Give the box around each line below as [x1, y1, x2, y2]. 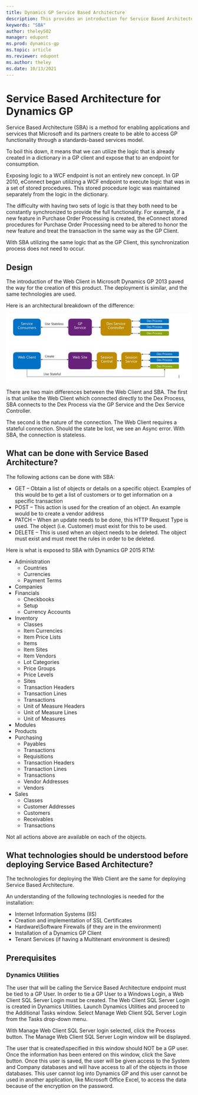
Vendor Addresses [23, 777, 69, 785]
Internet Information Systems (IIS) [14, 911, 97, 918]
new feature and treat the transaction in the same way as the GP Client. [6, 228, 179, 235]
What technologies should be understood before [6, 850, 189, 860]
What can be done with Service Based [6, 448, 149, 458]
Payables [23, 740, 46, 747]
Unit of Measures [23, 715, 66, 722]
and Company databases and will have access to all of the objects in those [6, 1064, 187, 1071]
